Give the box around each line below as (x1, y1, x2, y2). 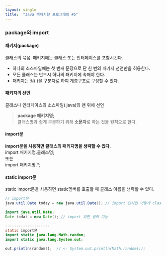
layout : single (5, 7, 37, 12)
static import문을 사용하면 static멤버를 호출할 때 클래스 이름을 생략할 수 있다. (5, 186, 155, 192)
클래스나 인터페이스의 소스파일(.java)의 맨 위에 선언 (5, 102, 104, 108)
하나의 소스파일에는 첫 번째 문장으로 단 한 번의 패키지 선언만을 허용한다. (12, 65, 151, 71)
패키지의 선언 (5, 90, 31, 96)
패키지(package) (5, 43, 39, 49)
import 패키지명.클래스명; (5, 149, 55, 155)
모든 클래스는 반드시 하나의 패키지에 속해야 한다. (12, 71, 105, 77)
